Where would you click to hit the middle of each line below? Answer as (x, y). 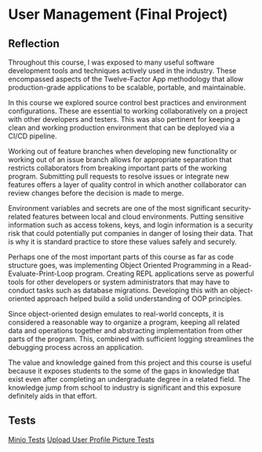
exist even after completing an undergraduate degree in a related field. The (129, 379)
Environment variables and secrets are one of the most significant (115, 208)
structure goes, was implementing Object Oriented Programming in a (119, 265)
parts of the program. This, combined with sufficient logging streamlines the (131, 339)
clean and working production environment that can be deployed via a (122, 128)
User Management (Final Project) (118, 15)
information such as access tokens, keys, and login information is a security (131, 225)
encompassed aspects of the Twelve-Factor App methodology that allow (126, 79)
